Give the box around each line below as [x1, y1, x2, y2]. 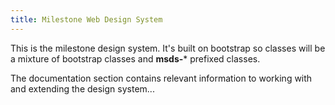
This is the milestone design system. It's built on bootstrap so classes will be [10, 42, 326, 54]
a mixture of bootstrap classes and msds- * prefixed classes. [10, 52, 261, 65]
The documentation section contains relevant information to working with [10, 72, 313, 84]
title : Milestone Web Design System [10, 14, 163, 25]
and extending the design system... [10, 82, 155, 95]
